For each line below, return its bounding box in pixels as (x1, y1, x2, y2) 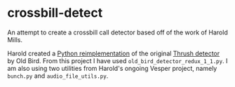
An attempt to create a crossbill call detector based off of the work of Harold (7, 28, 228, 36)
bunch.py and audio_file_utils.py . (7, 72, 109, 80)
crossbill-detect (7, 5, 103, 21)
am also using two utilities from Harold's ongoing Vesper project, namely (7, 64, 217, 72)
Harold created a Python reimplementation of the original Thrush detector (7, 49, 220, 58)
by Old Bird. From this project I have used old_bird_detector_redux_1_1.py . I (7, 56, 228, 65)
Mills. (7, 35, 23, 43)
